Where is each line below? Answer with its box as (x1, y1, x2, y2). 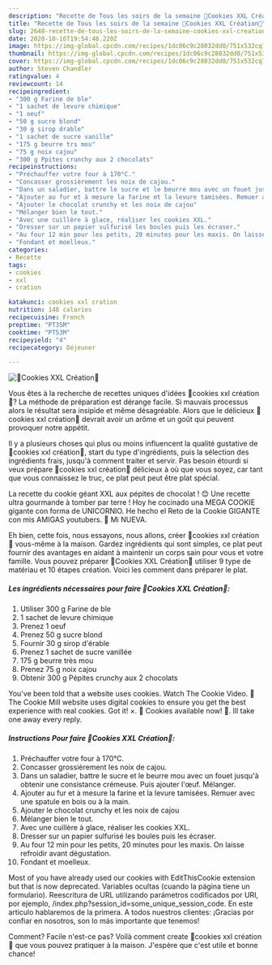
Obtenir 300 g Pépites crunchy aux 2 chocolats (19, 673, 178, 683)
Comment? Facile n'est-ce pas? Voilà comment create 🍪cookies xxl (8, 932, 233, 941)
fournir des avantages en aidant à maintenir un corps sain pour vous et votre (8, 548, 264, 558)
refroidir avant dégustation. (19, 849, 112, 859)
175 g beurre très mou (19, 656, 94, 666)
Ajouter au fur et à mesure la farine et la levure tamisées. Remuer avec (19, 788, 255, 798)
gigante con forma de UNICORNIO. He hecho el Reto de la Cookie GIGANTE (8, 506, 261, 516)
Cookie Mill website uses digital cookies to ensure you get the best (23, 697, 247, 707)
